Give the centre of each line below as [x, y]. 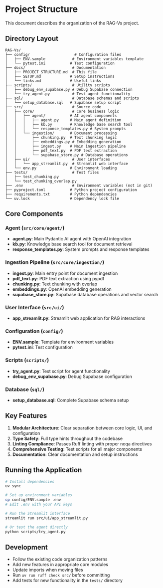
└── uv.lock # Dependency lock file [62, 198]
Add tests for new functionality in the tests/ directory [68, 581]
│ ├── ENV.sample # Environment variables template [74, 59]
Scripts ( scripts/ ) [27, 360]
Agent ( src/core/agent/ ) [35, 228]
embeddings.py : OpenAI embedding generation [62, 289]
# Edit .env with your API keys [39, 505]
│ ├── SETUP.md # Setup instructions [60, 76]
